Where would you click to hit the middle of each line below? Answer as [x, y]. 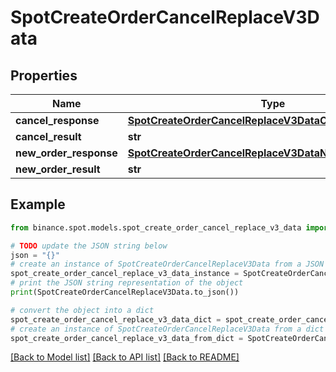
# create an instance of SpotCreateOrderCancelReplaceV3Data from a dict [167, 329]
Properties [44, 75]
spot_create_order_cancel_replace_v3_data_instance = [125, 274]
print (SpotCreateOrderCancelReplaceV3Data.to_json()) [125, 292]
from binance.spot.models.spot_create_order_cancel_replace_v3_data [156, 227]
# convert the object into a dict [82, 310]
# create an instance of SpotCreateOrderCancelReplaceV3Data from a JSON [167, 264]
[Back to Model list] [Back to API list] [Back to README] [125, 357]
